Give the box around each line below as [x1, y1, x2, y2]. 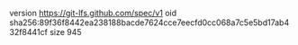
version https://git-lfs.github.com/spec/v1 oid [9, 8, 177, 18]
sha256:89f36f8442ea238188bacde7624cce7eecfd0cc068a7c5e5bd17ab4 [9, 17, 290, 28]
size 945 [49, 27, 83, 37]
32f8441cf [9, 27, 48, 37]
